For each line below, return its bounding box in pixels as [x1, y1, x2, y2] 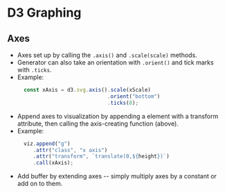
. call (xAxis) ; [33, 160, 74, 167]
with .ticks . [17, 66, 52, 74]
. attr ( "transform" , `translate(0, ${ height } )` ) [33, 153, 170, 160]
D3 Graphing [7, 5, 82, 21]
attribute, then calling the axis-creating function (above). [17, 119, 179, 128]
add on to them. [17, 179, 63, 188]
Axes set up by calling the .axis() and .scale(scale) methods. [17, 51, 197, 59]
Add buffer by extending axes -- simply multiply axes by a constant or [17, 172, 217, 181]
